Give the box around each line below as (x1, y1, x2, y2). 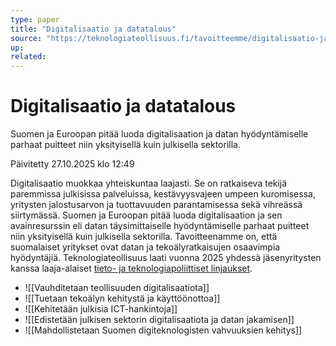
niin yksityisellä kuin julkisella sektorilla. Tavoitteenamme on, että (10, 231, 278, 243)
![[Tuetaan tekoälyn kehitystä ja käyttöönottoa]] (24, 292, 221, 305)
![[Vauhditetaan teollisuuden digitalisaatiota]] (24, 282, 210, 294)
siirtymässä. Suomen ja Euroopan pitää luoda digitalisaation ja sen (10, 209, 283, 221)
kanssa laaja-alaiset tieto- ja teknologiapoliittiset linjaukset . (10, 262, 253, 275)
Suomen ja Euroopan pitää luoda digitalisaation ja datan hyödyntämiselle (10, 128, 309, 140)
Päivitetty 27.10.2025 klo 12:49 (10, 158, 135, 170)
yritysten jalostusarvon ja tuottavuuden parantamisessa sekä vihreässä (10, 199, 303, 211)
